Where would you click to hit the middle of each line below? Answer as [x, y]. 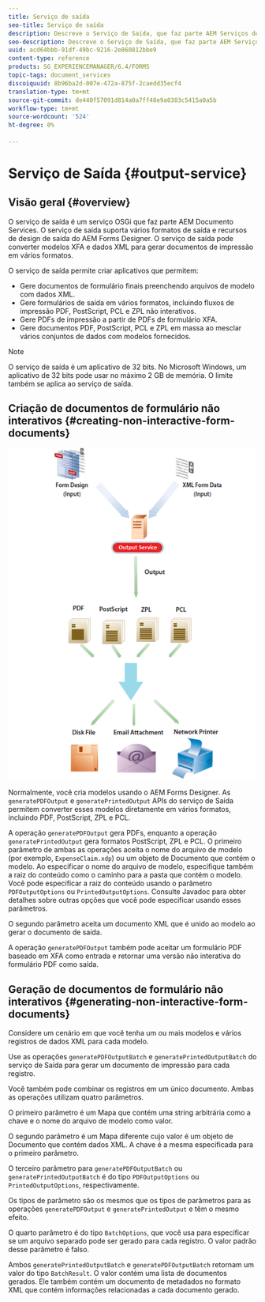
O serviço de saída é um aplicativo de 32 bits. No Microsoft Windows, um [127, 367]
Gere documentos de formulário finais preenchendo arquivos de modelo [137, 285]
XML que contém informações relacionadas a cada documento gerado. [124, 1290]
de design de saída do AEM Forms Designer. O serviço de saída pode [121, 238]
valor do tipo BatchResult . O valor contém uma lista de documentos [118, 1274]
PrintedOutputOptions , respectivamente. [74, 1185]
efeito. [19, 1217]
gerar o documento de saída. [55, 932]
